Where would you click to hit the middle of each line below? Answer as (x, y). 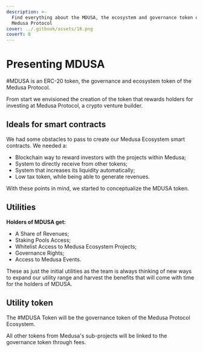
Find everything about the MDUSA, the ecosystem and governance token (102, 18)
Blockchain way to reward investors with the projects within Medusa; (100, 157)
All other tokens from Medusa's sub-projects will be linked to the (87, 336)
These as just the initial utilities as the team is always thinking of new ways (99, 271)
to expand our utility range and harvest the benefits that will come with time (100, 277)
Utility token (30, 303)
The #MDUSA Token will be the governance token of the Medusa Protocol (98, 318)
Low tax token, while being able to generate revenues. (82, 177)
